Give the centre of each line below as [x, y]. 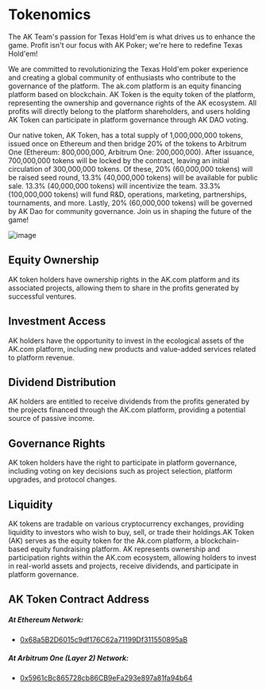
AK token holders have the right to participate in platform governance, [123, 462]
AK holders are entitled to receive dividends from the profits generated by [129, 402]
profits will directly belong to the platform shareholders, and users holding [129, 111]
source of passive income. [52, 419]
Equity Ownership [54, 260]
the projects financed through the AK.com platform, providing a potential [127, 410]
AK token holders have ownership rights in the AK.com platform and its [124, 279]
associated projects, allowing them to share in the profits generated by [124, 287]
